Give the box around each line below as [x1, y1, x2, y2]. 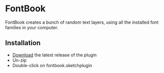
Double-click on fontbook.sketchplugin [12, 62, 92, 68]
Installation [5, 39, 41, 47]
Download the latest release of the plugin [12, 52, 97, 58]
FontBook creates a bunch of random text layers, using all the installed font [5, 19, 159, 25]
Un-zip [12, 57, 27, 63]
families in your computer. [5, 24, 59, 30]
